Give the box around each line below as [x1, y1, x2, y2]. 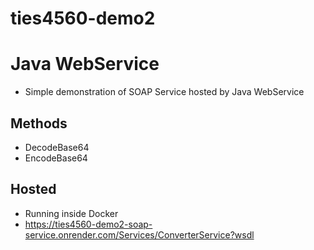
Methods [10, 115, 68, 132]
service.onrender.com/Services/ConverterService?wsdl [24, 228, 255, 241]
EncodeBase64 [24, 152, 88, 164]
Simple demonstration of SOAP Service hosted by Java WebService [24, 86, 305, 98]
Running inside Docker [24, 207, 119, 219]
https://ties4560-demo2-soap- [24, 218, 153, 230]
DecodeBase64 [24, 141, 90, 153]
